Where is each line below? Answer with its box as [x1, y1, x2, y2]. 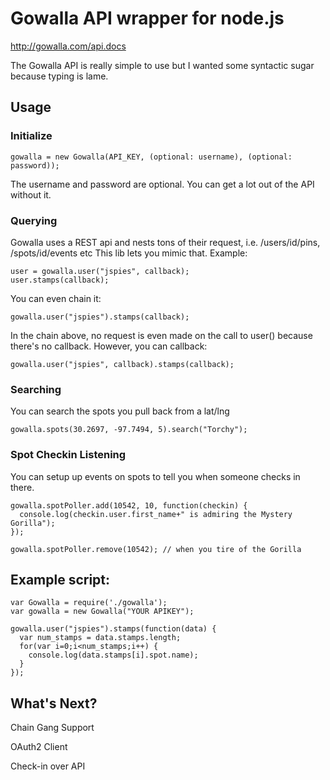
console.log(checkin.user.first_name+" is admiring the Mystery [19, 509, 293, 519]
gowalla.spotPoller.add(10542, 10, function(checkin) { [10, 500, 248, 511]
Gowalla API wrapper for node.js [10, 7, 285, 30]
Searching [10, 382, 62, 396]
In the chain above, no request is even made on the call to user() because [10, 329, 313, 341]
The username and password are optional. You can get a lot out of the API [10, 178, 315, 190]
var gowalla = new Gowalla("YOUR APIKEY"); [10, 607, 195, 617]
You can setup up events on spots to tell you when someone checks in [10, 470, 301, 482]
